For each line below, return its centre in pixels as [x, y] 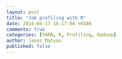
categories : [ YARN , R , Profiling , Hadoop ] [61, 35]
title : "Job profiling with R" [46, 18]
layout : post [23, 12]
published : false [29, 47]
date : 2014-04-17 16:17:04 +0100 [49, 23]
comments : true [26, 29]
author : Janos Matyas [34, 41]
